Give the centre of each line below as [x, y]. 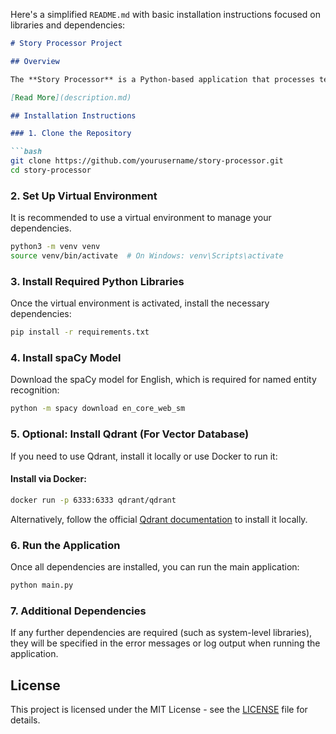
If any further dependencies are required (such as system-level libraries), [161, 633]
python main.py [42, 585]
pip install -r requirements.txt [80, 332]
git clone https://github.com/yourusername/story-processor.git [147, 161]
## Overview [35, 61]
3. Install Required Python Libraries [97, 281]
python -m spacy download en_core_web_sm [98, 409]
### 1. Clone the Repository [71, 134]
